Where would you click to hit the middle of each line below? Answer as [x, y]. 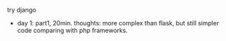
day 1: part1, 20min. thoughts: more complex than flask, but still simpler [118, 23]
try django [22, 10]
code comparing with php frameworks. [72, 30]
